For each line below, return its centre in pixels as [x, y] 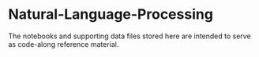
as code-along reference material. [64, 44]
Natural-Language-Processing [111, 14]
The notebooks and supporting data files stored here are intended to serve [129, 36]
